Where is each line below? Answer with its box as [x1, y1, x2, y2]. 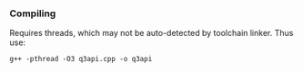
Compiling [9, 7, 56, 20]
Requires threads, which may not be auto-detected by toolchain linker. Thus [9, 28, 294, 39]
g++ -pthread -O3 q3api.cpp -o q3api [9, 55, 153, 64]
